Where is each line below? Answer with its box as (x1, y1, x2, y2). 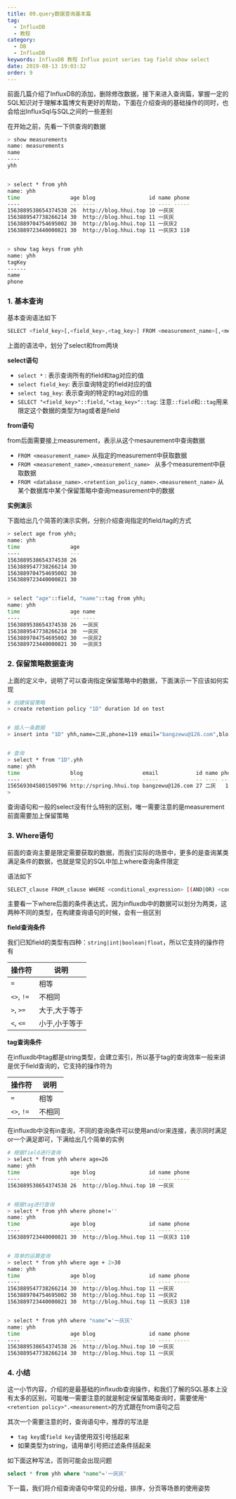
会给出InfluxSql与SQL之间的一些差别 (7, 107, 113, 115)
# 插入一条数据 (7, 724, 46, 732)
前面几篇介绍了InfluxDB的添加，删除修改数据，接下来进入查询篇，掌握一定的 (7, 89, 229, 98)
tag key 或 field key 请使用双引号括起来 (17, 1433, 130, 1441)
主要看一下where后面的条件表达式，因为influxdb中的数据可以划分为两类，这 (7, 899, 228, 908)
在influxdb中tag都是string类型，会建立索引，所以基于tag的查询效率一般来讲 (7, 1053, 226, 1061)
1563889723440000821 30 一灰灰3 (7, 641, 102, 648)
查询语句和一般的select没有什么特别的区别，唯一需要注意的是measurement (7, 803, 225, 811)
